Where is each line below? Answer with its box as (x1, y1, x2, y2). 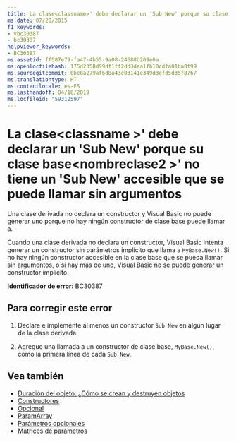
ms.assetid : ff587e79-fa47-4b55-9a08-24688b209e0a (7, 56, 159, 64)
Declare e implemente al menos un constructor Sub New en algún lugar (17, 321, 221, 329)
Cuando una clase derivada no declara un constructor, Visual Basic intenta (7, 238, 224, 246)
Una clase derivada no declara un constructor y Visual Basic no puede (7, 209, 211, 217)
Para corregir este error (7, 302, 113, 314)
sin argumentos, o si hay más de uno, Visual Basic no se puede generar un (7, 261, 224, 269)
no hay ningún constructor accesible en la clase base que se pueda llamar (7, 253, 223, 261)
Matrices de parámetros (17, 426, 88, 435)
